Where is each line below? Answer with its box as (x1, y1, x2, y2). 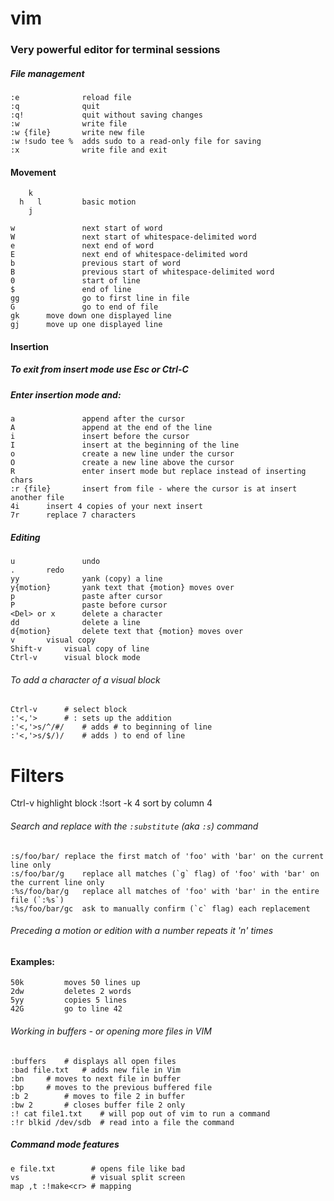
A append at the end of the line (10, 423, 213, 433)
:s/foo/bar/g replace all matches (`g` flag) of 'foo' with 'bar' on (10, 868, 320, 879)
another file (10, 493, 65, 503)
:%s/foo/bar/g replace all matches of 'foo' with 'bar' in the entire (10, 886, 320, 896)
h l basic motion (19, 197, 137, 207)
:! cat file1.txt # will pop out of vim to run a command (10, 1108, 271, 1119)
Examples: (10, 955, 55, 967)
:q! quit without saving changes (10, 110, 203, 121)
